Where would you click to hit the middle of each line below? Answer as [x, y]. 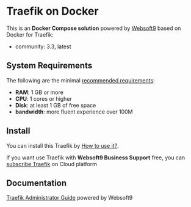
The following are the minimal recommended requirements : [81, 80]
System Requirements [49, 66]
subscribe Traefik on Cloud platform [52, 164]
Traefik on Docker [52, 11]
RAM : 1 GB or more [39, 92]
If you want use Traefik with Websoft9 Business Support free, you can [96, 158]
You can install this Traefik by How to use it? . [63, 145]
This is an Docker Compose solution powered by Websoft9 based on [94, 28]
